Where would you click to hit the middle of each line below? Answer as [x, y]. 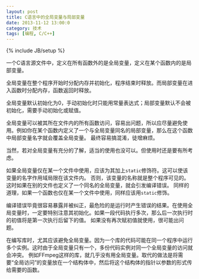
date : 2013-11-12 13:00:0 [38, 23]
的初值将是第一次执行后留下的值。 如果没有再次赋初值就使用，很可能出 [92, 220]
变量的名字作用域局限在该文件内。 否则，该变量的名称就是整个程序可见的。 [98, 178]
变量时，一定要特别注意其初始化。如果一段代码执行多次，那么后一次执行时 [102, 213]
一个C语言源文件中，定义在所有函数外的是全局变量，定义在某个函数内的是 [96, 63]
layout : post [22, 12]
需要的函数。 [27, 270]
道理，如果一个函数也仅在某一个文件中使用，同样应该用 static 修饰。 [89, 193]
